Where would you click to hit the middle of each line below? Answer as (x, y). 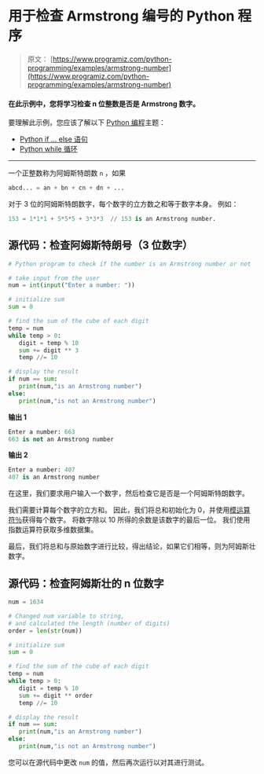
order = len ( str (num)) (45, 631)
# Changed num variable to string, (66, 616)
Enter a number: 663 (42, 432)
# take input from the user (54, 278)
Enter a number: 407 (42, 470)
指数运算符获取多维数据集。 (53, 530)
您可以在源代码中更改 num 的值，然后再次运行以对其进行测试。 (108, 762)
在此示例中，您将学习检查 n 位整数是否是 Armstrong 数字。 (104, 104)
